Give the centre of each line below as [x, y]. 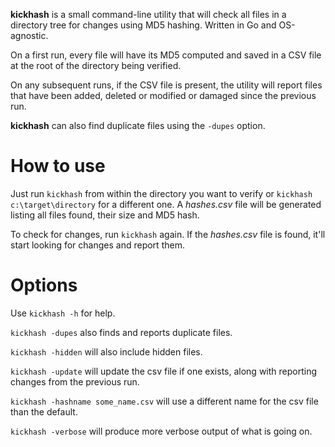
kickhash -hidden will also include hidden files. [106, 351]
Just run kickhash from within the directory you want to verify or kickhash [161, 193]
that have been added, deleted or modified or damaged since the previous [163, 95]
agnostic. [29, 35]
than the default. [44, 411]
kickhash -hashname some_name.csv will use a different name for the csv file [164, 401]
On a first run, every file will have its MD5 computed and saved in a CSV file [166, 55]
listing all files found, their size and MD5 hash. [105, 215]
